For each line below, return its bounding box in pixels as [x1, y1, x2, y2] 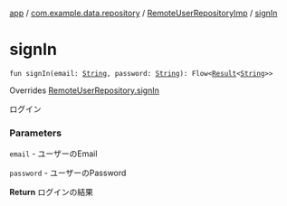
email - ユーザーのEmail [9, 148, 98, 159]
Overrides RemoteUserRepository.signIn [9, 85, 160, 96]
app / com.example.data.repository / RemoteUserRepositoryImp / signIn [9, 8, 278, 18]
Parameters [9, 126, 62, 139]
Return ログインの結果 [9, 187, 93, 198]
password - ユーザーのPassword [9, 167, 127, 179]
